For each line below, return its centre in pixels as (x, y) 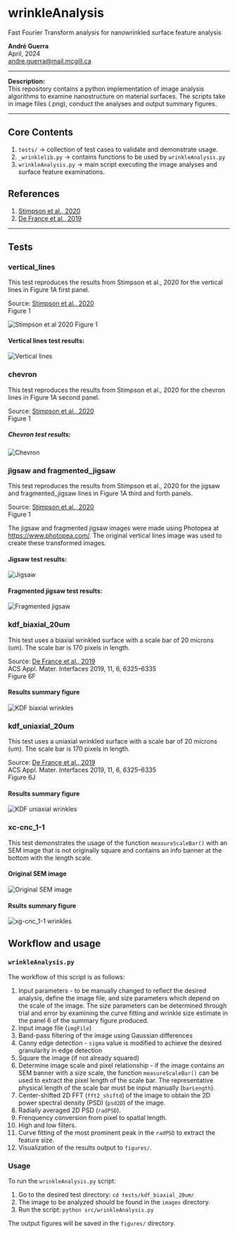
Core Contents (40, 133)
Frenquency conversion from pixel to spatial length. (92, 1117)
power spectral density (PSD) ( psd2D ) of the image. (92, 1102)
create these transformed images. (57, 543)
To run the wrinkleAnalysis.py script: (62, 1181)
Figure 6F (22, 676)
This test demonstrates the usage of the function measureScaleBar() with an (118, 843)
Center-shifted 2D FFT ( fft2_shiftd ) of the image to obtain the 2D (114, 1095)
